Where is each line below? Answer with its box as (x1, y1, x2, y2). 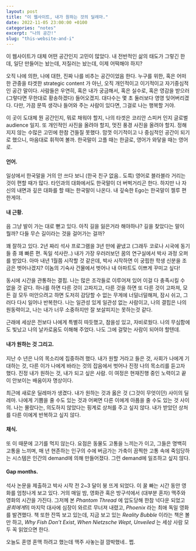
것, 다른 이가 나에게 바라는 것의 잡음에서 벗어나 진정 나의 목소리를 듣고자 (21, 362, 185, 369)
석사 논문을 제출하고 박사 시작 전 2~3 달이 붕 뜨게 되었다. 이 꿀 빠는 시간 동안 (6, 482, 180, 489)
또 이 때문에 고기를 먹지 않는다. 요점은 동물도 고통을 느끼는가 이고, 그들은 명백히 (6, 440, 187, 447)
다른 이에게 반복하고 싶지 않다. (12, 411, 81, 418)
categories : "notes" (6, 25, 57, 31)
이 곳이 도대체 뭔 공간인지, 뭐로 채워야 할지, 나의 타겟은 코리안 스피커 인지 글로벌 (6, 114, 188, 121)
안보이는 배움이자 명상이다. (12, 376, 74, 384)
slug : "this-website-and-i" (6, 36, 75, 42)
